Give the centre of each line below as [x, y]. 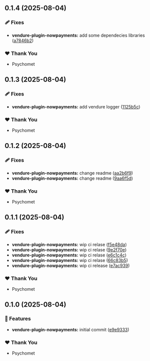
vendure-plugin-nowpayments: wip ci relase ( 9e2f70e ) [69, 250]
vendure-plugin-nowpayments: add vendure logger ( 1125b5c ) [76, 106]
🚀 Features [18, 319]
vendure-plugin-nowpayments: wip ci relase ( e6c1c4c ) [69, 255]
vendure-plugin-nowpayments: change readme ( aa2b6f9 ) [72, 173]
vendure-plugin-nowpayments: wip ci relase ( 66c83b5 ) [70, 260]
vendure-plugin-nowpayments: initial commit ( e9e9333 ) [71, 329]
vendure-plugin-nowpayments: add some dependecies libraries [78, 35]
